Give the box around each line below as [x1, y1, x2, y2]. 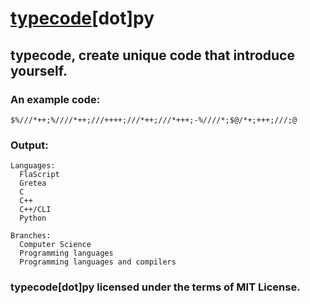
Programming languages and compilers [19, 257, 177, 267]
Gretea [19, 178, 47, 189]
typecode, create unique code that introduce [10, 47, 295, 64]
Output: [10, 138, 49, 152]
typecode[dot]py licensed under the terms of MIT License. [10, 280, 301, 294]
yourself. [10, 62, 68, 79]
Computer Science [19, 240, 92, 250]
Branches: [10, 231, 52, 241]
